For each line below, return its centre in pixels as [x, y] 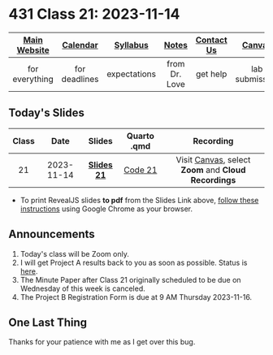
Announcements [52, 234]
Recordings [213, 180]
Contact [211, 40]
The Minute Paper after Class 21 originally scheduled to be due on [130, 279]
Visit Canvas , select [213, 159]
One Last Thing [48, 322]
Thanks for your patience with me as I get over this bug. [102, 342]
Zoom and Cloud [213, 170]
